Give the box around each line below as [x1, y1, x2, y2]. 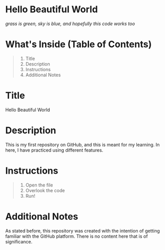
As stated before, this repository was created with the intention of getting [5, 227, 160, 234]
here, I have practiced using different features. [5, 147, 104, 153]
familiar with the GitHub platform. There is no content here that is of [5, 233, 148, 239]
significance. [5, 238, 33, 244]
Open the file [25, 182, 53, 188]
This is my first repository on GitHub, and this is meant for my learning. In [5, 141, 160, 148]
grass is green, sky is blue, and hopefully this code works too [5, 20, 135, 27]
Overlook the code [25, 187, 65, 193]
